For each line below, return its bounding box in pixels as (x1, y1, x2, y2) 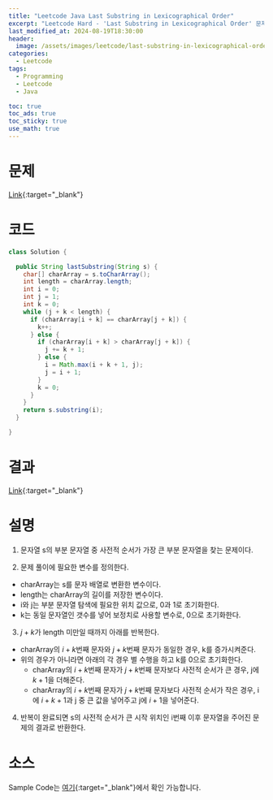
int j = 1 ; (23, 293, 60, 301)
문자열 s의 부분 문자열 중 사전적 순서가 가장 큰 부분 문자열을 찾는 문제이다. (19, 545, 253, 555)
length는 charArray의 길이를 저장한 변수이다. (19, 590, 164, 599)
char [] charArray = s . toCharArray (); (23, 270, 151, 279)
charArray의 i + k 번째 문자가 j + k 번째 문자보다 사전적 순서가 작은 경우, (32, 685, 256, 694)
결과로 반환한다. (35, 722, 86, 732)
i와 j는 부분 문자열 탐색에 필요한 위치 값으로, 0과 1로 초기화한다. (19, 599, 219, 609)
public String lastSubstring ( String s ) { (15, 262, 158, 270)
